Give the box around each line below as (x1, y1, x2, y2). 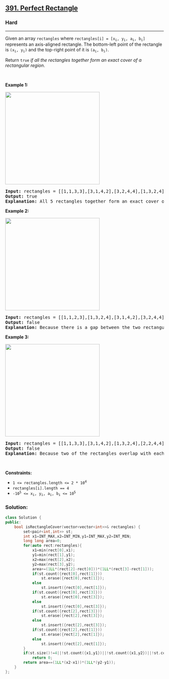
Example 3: (5, 334, 29, 340)
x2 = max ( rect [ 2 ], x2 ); (32, 557, 75, 562)
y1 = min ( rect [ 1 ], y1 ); (32, 553, 75, 558)
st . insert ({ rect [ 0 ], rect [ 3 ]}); (41, 604, 107, 609)
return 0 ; (32, 655, 53, 660)
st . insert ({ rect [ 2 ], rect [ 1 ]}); (41, 641, 107, 646)
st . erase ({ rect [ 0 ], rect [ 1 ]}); (41, 576, 105, 581)
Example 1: (5, 82, 29, 88)
